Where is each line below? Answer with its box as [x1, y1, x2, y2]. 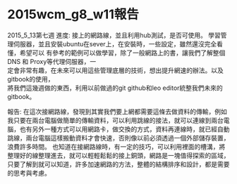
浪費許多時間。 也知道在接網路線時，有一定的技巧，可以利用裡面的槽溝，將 [7, 142, 226, 151]
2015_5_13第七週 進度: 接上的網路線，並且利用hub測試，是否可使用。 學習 [7, 31, 221, 39]
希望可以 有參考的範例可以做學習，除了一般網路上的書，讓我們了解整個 [19, 48, 226, 57]
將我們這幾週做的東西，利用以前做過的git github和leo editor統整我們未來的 [7, 84, 224, 92]
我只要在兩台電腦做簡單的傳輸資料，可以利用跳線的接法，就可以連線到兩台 [7, 116, 224, 124]
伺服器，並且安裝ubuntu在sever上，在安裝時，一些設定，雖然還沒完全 [13, 39, 217, 48]
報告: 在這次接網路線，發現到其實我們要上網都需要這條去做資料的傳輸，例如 [7, 107, 227, 116]
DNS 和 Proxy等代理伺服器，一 [7, 57, 97, 65]
